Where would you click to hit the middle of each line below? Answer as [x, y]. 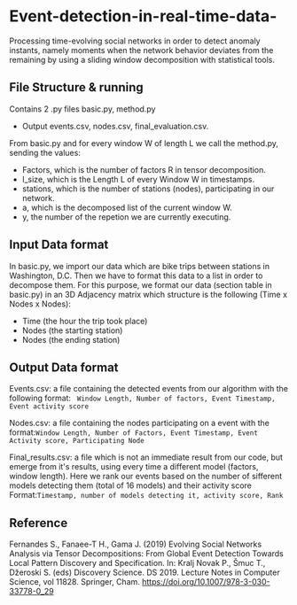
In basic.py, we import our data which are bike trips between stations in [140, 266]
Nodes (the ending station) [71, 339]
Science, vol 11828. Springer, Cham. [74, 582]
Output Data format [64, 367]
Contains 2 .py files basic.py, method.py [82, 109]
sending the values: [45, 152]
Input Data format [59, 245]
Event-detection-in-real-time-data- [143, 16]
